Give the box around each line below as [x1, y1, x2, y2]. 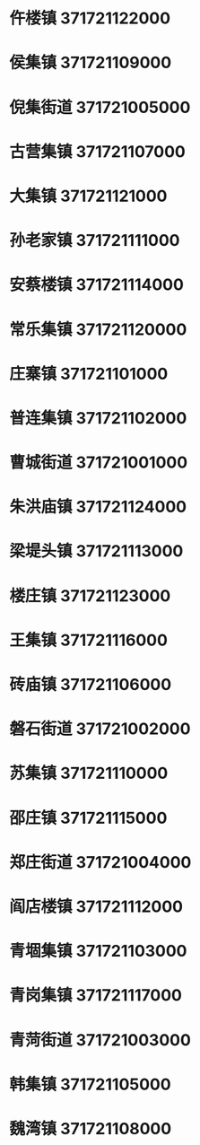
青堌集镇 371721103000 [9, 941, 187, 961]
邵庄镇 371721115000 [9, 808, 168, 828]
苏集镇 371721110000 [9, 764, 169, 783]
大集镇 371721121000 [9, 186, 168, 206]
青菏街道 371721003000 [9, 1029, 191, 1050]
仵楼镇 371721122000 [9, 8, 171, 29]
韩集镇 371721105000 [9, 1074, 172, 1095]
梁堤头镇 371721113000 [9, 541, 184, 562]
